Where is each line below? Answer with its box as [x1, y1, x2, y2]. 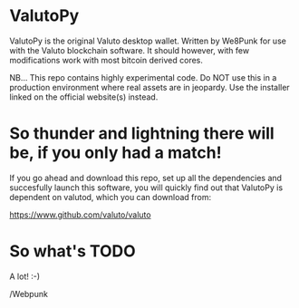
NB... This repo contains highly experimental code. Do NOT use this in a [9, 72, 277, 82]
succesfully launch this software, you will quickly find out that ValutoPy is [9, 182, 284, 193]
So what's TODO [9, 241, 136, 262]
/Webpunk [9, 288, 48, 299]
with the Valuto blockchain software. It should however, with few [9, 44, 250, 55]
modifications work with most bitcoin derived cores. [9, 54, 204, 65]
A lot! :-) [9, 271, 41, 282]
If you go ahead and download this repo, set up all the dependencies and [9, 172, 283, 183]
